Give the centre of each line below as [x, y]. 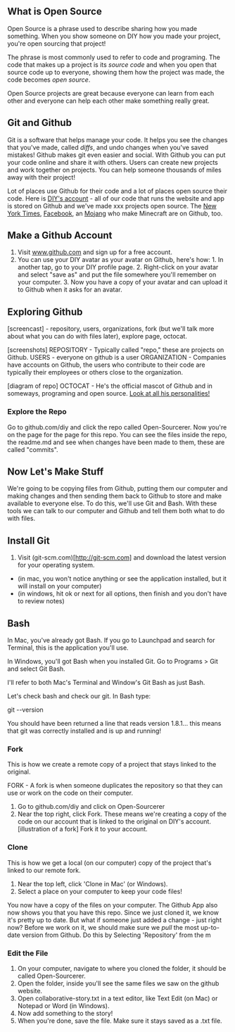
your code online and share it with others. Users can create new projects [113, 162]
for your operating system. [56, 565]
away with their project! [42, 177]
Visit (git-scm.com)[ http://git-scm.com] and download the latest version [122, 558]
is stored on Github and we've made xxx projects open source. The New [112, 206]
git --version [25, 710]
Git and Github [40, 123]
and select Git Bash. [36, 669]
